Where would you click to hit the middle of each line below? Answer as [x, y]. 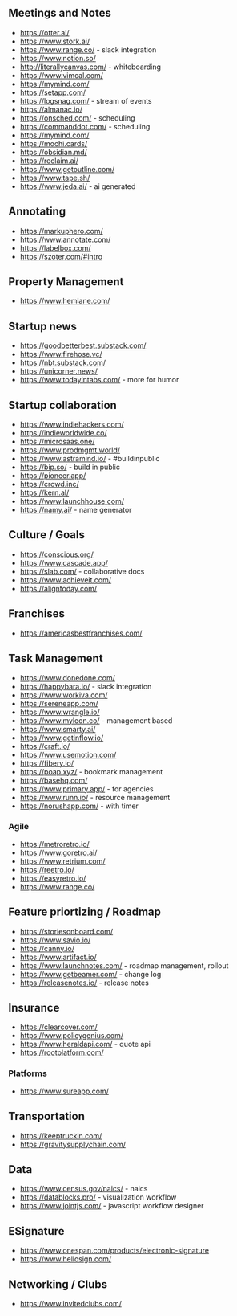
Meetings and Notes [60, 13]
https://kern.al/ [44, 492]
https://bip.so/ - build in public [70, 467]
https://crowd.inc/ [50, 484]
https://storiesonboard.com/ [66, 931]
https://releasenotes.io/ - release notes [84, 983]
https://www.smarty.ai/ [58, 729]
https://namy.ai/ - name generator [76, 510]
